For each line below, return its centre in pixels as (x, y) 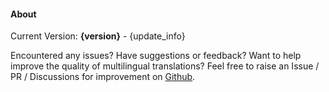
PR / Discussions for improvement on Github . (103, 77)
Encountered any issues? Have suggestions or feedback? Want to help (156, 56)
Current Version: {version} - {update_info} (98, 36)
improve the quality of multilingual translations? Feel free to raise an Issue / (165, 66)
